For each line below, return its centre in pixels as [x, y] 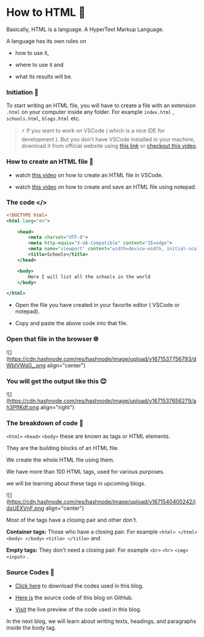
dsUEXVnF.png [25, 509]
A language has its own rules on [46, 41]
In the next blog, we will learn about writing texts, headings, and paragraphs [101, 621]
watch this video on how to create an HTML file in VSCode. [89, 175]
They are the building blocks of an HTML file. [63, 448]
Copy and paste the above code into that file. [71, 323]
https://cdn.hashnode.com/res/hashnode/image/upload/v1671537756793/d [102, 359]
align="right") [57, 407]
